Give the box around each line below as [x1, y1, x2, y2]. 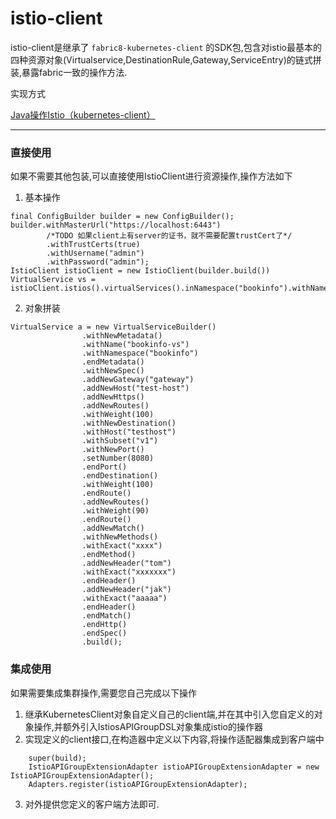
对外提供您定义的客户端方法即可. [24, 798, 160, 810]
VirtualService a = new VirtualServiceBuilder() [10, 322, 217, 332]
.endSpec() [81, 628, 128, 639]
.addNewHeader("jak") [81, 585, 172, 595]
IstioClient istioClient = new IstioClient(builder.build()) [10, 266, 271, 276]
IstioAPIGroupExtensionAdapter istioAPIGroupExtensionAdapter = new [28, 762, 320, 772]
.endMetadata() [81, 357, 145, 367]
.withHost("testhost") [81, 427, 177, 437]
